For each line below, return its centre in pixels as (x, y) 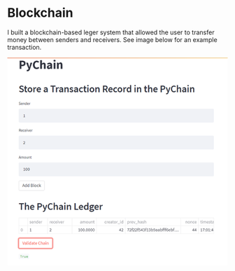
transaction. (24, 47)
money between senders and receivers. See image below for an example (113, 39)
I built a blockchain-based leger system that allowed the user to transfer (111, 32)
